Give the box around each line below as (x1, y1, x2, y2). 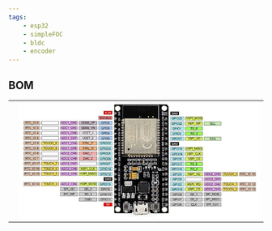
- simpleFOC (23, 30, 63, 38)
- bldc (23, 39, 45, 47)
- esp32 (23, 21, 49, 30)
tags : (8, 13, 27, 21)
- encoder (23, 47, 57, 56)
